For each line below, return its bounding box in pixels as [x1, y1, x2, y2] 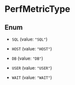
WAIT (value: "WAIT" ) [11, 75, 52, 80]
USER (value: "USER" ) [11, 65, 52, 71]
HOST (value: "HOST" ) [11, 46, 52, 51]
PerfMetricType [4, 3, 71, 15]
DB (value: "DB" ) [11, 55, 43, 61]
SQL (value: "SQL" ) [11, 36, 48, 42]
